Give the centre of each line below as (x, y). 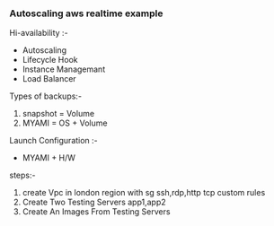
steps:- (22, 175)
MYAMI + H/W (49, 158)
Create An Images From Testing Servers (96, 212)
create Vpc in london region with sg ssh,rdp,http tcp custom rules (144, 193)
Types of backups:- (46, 96)
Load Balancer (49, 79)
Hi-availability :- (39, 33)
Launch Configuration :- (54, 141)
